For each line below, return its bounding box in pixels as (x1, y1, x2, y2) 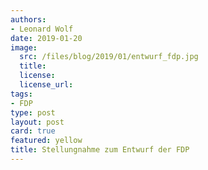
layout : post (10, 117, 65, 127)
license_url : (19, 80, 74, 90)
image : (10, 42, 38, 53)
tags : (10, 89, 33, 99)
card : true (10, 126, 56, 136)
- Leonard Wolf (10, 24, 74, 34)
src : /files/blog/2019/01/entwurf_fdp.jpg (19, 52, 199, 62)
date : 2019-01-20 (10, 33, 83, 43)
